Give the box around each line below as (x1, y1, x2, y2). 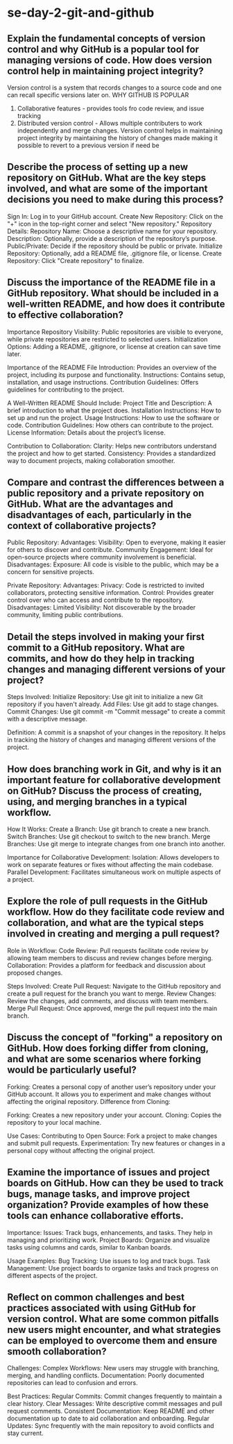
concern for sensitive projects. (7, 568, 95, 576)
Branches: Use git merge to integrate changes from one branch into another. (7, 840, 225, 848)
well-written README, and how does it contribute (7, 299, 225, 310)
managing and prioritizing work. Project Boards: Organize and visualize (7, 1236, 210, 1244)
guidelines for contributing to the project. (7, 385, 125, 394)
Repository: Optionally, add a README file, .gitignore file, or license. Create (7, 249, 222, 258)
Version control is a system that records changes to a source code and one (7, 83, 222, 92)
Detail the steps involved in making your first (7, 630, 205, 643)
